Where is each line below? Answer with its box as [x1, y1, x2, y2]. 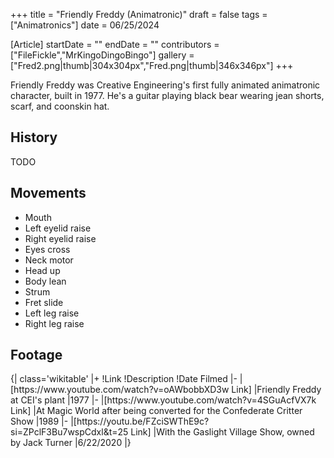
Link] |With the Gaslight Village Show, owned [130, 426, 315, 438]
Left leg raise [24, 307, 80, 319]
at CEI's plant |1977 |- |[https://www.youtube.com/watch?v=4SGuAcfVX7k [10, 394, 317, 406]
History [10, 129, 58, 146]
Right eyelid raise [24, 232, 97, 244]
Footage [10, 347, 63, 364]
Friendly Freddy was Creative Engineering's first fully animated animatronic [10, 79, 321, 91]
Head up [24, 264, 61, 276]
